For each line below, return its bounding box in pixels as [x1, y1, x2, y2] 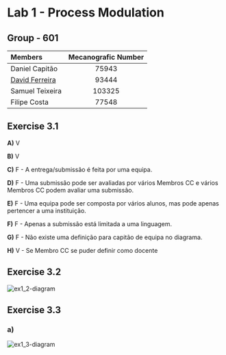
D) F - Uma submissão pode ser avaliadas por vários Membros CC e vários [7, 178, 218, 186]
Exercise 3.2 [7, 266, 62, 278]
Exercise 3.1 [7, 121, 59, 132]
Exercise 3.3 [7, 304, 62, 316]
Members [10, 53, 43, 62]
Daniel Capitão [10, 64, 58, 73]
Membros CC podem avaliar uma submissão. [7, 186, 134, 194]
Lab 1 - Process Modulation [7, 5, 164, 21]
